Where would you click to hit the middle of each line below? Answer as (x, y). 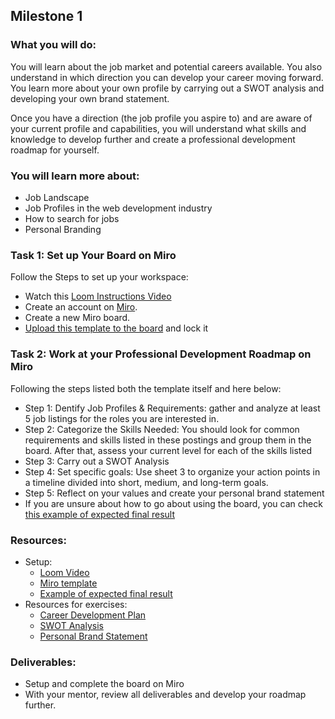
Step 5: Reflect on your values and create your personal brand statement (174, 493)
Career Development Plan (93, 615)
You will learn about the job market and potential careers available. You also (166, 66)
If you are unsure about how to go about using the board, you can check (173, 503)
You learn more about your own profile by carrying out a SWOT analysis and (167, 88)
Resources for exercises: (76, 604)
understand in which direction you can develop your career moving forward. (167, 77)
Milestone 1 (46, 16)
